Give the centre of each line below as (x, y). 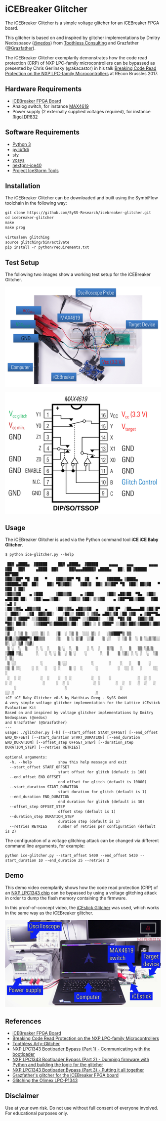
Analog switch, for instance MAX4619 (50, 106)
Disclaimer (22, 1096)
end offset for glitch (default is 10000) (103, 782)
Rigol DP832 (25, 117)
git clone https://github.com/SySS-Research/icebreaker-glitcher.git (78, 213)
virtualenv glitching (27, 238)
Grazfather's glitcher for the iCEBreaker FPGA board (65, 1075)
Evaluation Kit (21, 708)
